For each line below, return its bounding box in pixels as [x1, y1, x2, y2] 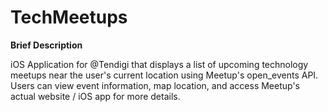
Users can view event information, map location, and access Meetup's [10, 79, 301, 91]
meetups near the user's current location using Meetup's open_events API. [10, 69, 319, 81]
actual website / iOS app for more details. [10, 90, 181, 102]
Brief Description [10, 39, 83, 51]
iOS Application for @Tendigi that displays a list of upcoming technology [10, 58, 309, 70]
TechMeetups [10, 6, 128, 29]
